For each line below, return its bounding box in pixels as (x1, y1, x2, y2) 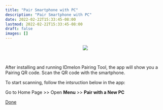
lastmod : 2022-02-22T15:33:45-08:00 (5, 21, 83, 27)
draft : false (5, 26, 33, 31)
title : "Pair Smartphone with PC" (5, 7, 79, 13)
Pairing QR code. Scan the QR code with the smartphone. (5, 69, 125, 76)
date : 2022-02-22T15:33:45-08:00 (5, 17, 76, 22)
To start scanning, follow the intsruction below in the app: (5, 80, 125, 85)
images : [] (5, 31, 28, 36)
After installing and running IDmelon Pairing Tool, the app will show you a (5, 64, 158, 70)
